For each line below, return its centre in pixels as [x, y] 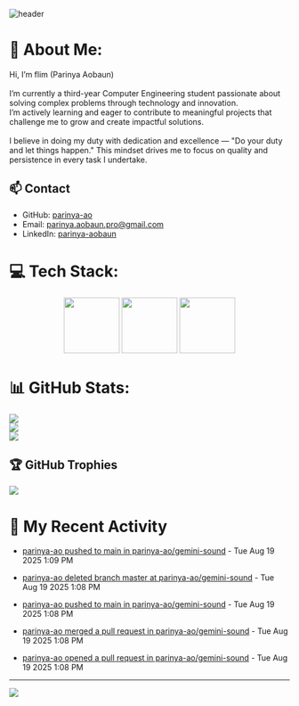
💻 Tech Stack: [64, 271]
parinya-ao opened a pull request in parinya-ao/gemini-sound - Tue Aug [155, 658]
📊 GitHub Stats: [70, 387]
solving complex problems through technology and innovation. [124, 103]
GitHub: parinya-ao [57, 215]
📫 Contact [40, 189]
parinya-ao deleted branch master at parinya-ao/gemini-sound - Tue [148, 578]
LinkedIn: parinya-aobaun [69, 234]
